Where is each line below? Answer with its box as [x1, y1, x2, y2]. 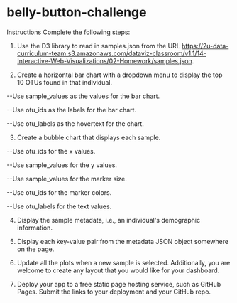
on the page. [16, 245, 55, 253]
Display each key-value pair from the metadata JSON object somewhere [16, 237, 228, 245]
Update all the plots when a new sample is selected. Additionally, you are [16, 258, 231, 267]
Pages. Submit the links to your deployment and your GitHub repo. [16, 287, 211, 296]
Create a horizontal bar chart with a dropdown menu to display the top [16, 70, 223, 79]
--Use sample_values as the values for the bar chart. [6, 92, 160, 100]
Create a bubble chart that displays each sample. [16, 133, 161, 142]
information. [16, 223, 53, 232]
